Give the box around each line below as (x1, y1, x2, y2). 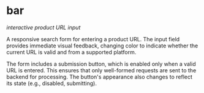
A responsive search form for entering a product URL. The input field (6, 35, 180, 43)
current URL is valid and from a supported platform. (6, 48, 137, 55)
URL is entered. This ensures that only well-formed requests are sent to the (6, 66, 197, 74)
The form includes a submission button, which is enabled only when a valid (6, 60, 196, 67)
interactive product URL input (6, 24, 81, 31)
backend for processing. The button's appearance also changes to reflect (6, 73, 193, 80)
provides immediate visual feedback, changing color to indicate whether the (6, 42, 198, 49)
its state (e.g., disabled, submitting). (6, 80, 97, 87)
